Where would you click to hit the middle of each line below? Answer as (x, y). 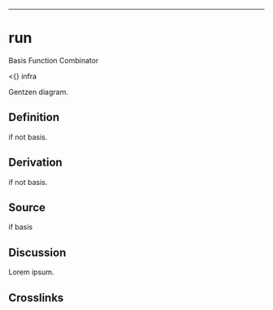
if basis (21, 227)
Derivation (35, 163)
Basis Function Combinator (54, 60)
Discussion (37, 252)
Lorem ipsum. (31, 272)
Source (27, 207)
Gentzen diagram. (39, 92)
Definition (34, 117)
